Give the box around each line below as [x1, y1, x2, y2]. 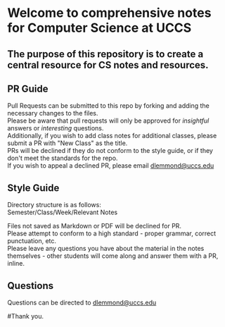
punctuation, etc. [7, 237, 57, 245]
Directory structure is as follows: [7, 201, 102, 209]
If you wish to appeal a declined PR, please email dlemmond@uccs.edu [7, 161, 214, 170]
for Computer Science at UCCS [7, 20, 192, 36]
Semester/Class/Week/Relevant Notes [7, 208, 118, 216]
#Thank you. [7, 312, 44, 321]
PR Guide [7, 82, 49, 94]
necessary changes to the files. [7, 109, 98, 118]
